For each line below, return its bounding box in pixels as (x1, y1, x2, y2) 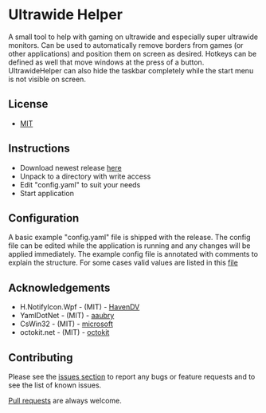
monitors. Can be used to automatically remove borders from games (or (8, 40, 244, 49)
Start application (19, 188, 74, 198)
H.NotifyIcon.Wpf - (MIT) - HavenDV (19, 302, 140, 312)
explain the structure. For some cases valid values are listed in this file (8, 258, 239, 268)
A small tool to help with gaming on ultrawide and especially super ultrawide (8, 32, 259, 41)
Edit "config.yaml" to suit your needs (19, 179, 141, 189)
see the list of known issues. (8, 380, 102, 390)
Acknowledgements (8, 281, 111, 294)
